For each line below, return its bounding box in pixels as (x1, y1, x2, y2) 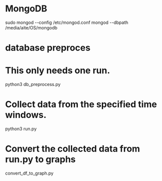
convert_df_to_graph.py (5, 170, 54, 176)
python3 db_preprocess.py (5, 82, 61, 88)
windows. (5, 109, 47, 121)
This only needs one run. (5, 65, 111, 76)
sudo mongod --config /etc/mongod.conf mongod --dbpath (5, 19, 129, 25)
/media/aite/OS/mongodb (5, 24, 58, 30)
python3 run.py (5, 126, 37, 132)
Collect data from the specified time (5, 99, 157, 110)
